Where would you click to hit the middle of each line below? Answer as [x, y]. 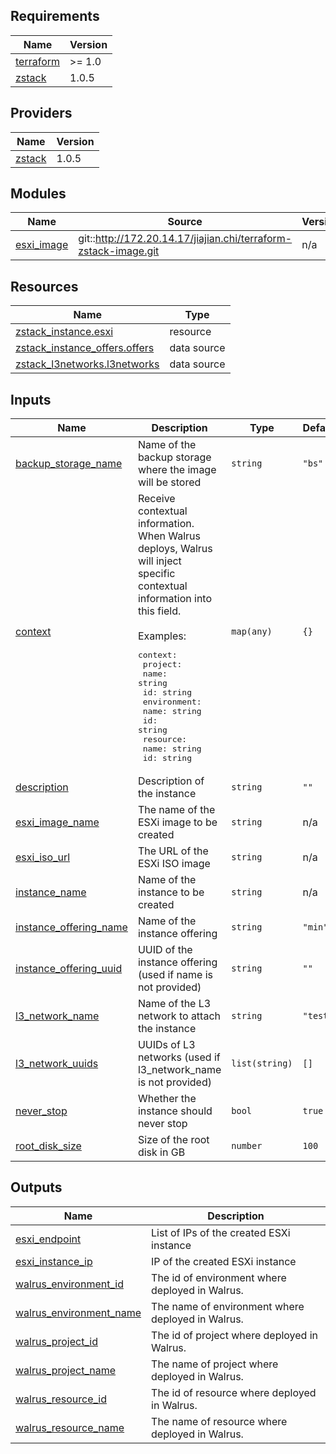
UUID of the [165, 950]
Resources [44, 286]
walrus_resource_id [61, 1399]
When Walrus [169, 536]
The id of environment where [219, 1277]
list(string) [262, 1063]
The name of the [176, 810]
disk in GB [161, 1152]
